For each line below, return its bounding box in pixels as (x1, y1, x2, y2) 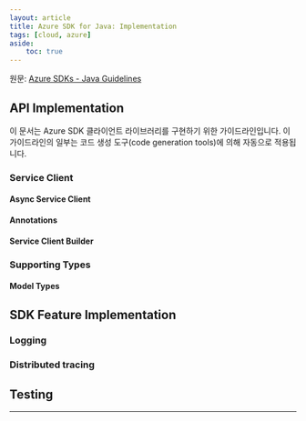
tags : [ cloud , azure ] (9, 30, 92, 39)
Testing (9, 386, 54, 402)
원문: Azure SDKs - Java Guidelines (9, 74, 142, 85)
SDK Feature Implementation (9, 306, 177, 323)
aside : (9, 38, 35, 48)
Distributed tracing (9, 358, 96, 371)
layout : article (9, 13, 71, 23)
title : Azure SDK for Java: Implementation (9, 22, 178, 31)
